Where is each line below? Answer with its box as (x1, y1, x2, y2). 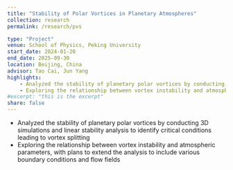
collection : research (7, 17, 70, 23)
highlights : (7, 74, 42, 81)
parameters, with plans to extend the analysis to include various (17, 148, 200, 156)
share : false (7, 100, 45, 107)
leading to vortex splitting (17, 133, 90, 142)
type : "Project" (7, 35, 54, 42)
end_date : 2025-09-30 (7, 55, 70, 62)
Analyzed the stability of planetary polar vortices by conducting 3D (17, 119, 209, 126)
